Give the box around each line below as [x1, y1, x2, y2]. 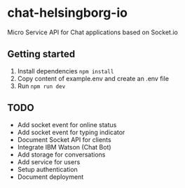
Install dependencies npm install [17, 66, 114, 75]
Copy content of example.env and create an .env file [17, 74, 170, 82]
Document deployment [17, 173, 84, 181]
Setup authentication [17, 165, 78, 173]
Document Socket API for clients [17, 135, 111, 144]
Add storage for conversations [17, 150, 106, 159]
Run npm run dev [17, 82, 66, 90]
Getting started [7, 48, 76, 60]
